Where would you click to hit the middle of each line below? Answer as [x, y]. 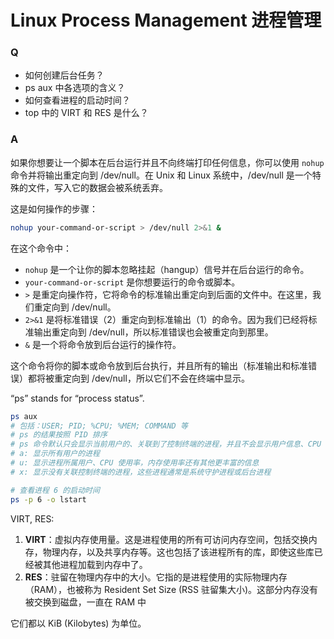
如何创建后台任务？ [64, 75]
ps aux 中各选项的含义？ [75, 88]
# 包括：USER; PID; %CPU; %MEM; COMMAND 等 [99, 426]
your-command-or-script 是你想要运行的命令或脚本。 [132, 282]
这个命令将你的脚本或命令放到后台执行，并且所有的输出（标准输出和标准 [159, 365]
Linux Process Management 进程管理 [166, 20]
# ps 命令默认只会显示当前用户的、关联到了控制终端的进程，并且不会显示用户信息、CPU [166, 444]
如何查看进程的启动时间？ [77, 100]
